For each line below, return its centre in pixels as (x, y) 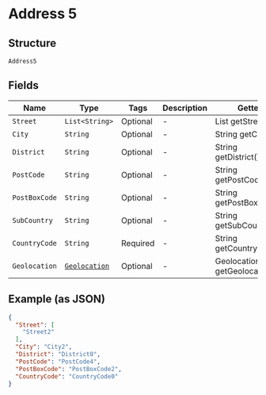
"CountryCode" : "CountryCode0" (67, 376)
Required (138, 243)
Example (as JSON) (57, 299)
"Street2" (39, 332)
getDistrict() (237, 157)
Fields (24, 85)
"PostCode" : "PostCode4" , (58, 362)
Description (185, 108)
